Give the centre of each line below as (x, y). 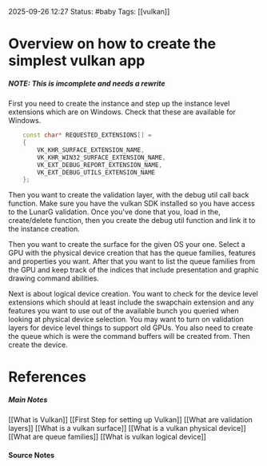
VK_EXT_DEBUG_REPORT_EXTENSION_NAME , (100, 165)
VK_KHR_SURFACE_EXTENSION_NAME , (91, 150)
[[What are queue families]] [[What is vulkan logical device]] (107, 437)
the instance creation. (44, 229)
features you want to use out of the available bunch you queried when (124, 311)
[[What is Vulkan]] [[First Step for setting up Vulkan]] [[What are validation (131, 420)
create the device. (38, 345)
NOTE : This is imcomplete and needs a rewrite (87, 83)
